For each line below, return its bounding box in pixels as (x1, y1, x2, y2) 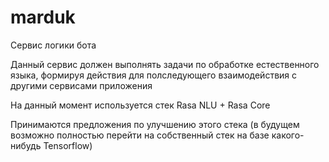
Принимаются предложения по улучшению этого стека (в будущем (10, 118, 300, 130)
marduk (10, 6, 76, 29)
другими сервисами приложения (10, 79, 153, 91)
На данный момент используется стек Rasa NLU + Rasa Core (10, 99, 271, 111)
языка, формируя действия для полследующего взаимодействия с (10, 69, 298, 81)
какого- (271, 129, 305, 141)
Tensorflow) (43, 139, 93, 151)
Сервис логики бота (10, 39, 97, 51)
